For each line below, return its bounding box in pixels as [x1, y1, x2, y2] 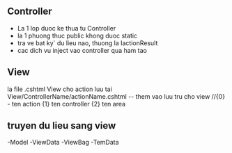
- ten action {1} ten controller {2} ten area [7, 99, 126, 108]
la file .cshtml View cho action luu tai [7, 85, 113, 93]
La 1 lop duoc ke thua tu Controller [17, 24, 116, 32]
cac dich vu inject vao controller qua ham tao [17, 46, 148, 54]
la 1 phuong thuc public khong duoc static [17, 31, 138, 40]
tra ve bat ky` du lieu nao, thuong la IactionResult [17, 38, 158, 47]
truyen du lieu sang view [7, 120, 116, 131]
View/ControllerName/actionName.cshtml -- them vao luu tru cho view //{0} [7, 92, 225, 100]
